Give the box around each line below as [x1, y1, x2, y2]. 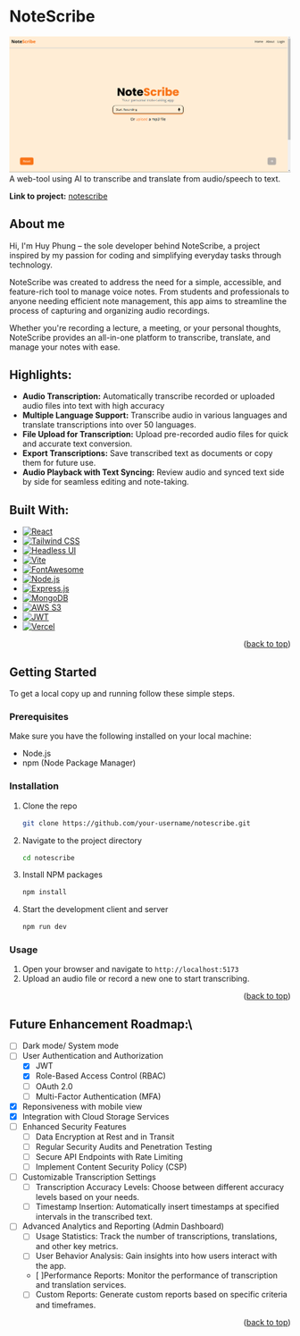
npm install [21, 888, 67, 897]
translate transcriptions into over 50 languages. [21, 419, 196, 430]
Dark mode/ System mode [21, 1040, 119, 1052]
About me [9, 216, 65, 232]
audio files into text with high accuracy [21, 401, 165, 411]
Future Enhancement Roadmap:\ [9, 1017, 193, 1032]
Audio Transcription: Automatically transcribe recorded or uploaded [21, 391, 275, 402]
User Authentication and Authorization [21, 1051, 163, 1061]
